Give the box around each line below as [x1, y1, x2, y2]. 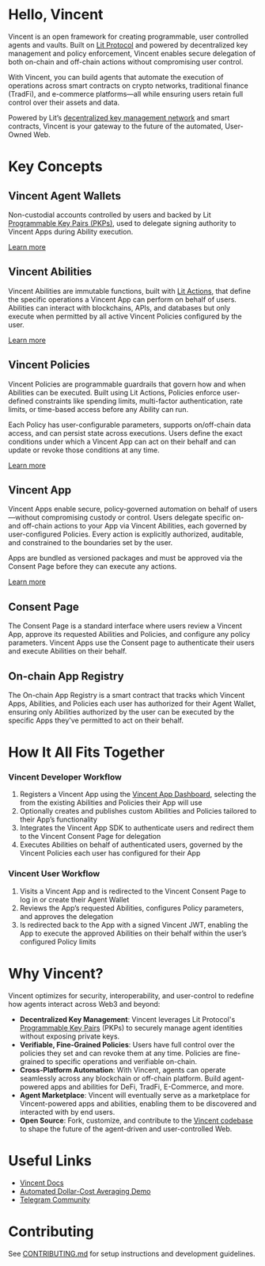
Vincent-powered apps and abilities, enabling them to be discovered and [19, 1099, 257, 1108]
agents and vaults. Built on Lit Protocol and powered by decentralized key [8, 40, 248, 49]
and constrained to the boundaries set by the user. [8, 538, 173, 547]
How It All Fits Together [8, 743, 165, 761]
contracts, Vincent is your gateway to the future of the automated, [8, 121, 224, 131]
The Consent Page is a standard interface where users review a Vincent [8, 621, 243, 631]
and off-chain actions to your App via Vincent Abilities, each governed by [8, 521, 248, 531]
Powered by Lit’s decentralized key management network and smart [8, 112, 230, 122]
